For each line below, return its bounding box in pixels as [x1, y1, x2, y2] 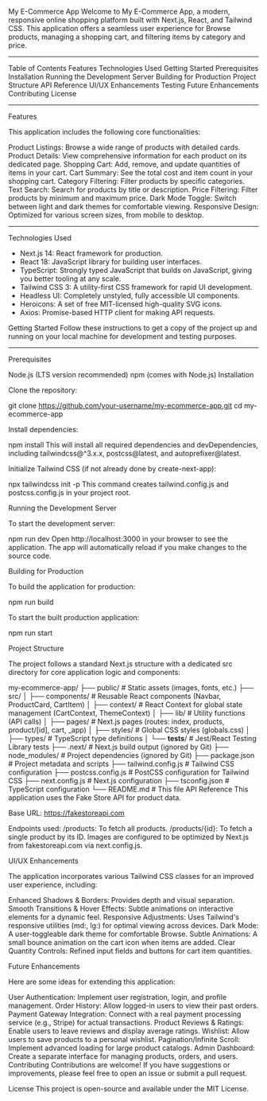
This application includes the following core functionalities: [8, 127, 201, 136]
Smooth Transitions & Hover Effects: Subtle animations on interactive [8, 904, 234, 913]
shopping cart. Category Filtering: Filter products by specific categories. [8, 177, 245, 185]
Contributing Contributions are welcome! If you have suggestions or [8, 1060, 230, 1069]
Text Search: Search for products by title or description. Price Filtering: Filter [8, 185, 258, 194]
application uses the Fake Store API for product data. [8, 793, 181, 802]
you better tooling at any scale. [19, 274, 122, 283]
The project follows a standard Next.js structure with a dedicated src [8, 659, 233, 668]
